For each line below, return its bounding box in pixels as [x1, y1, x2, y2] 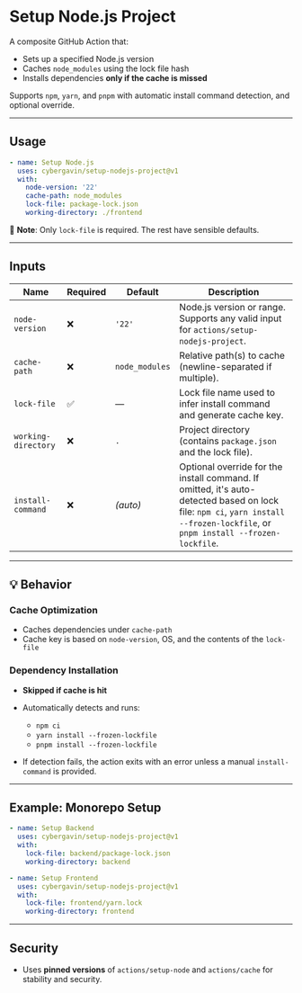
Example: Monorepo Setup [9, 801, 162, 816]
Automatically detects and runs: [22, 702, 141, 712]
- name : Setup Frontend [9, 873, 99, 882]
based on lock [218, 494, 280, 506]
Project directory [179, 423, 250, 435]
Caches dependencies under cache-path [22, 624, 173, 635]
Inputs [9, 259, 47, 274]
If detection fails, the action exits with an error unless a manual [22, 756, 255, 766]
